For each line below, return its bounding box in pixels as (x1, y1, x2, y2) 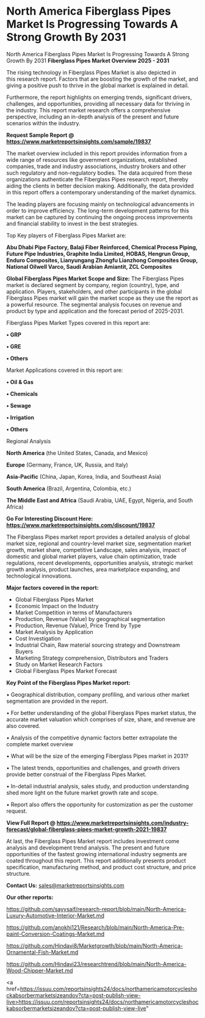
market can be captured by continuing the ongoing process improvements (6, 213, 193, 220)
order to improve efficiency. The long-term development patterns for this (6, 206, 189, 214)
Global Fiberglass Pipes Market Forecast (15, 667, 117, 674)
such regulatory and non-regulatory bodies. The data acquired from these (6, 169, 192, 176)
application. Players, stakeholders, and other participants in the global (6, 288, 182, 295)
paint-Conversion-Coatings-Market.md (6, 930, 105, 937)
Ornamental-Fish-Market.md (6, 948, 79, 956)
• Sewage (6, 402, 32, 409)
